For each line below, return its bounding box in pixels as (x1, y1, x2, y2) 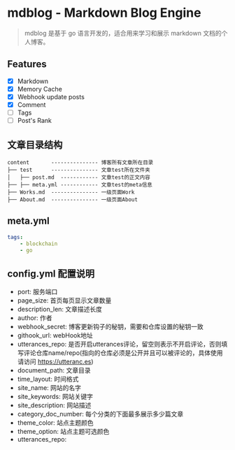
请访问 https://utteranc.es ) (17, 358, 94, 366)
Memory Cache (17, 85, 63, 93)
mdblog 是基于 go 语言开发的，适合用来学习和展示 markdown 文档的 (24, 29, 222, 37)
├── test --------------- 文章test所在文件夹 (7, 166, 150, 173)
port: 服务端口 (17, 288, 58, 296)
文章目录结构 (7, 138, 63, 151)
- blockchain (20, 240, 58, 247)
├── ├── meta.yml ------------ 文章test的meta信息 (7, 181, 152, 188)
